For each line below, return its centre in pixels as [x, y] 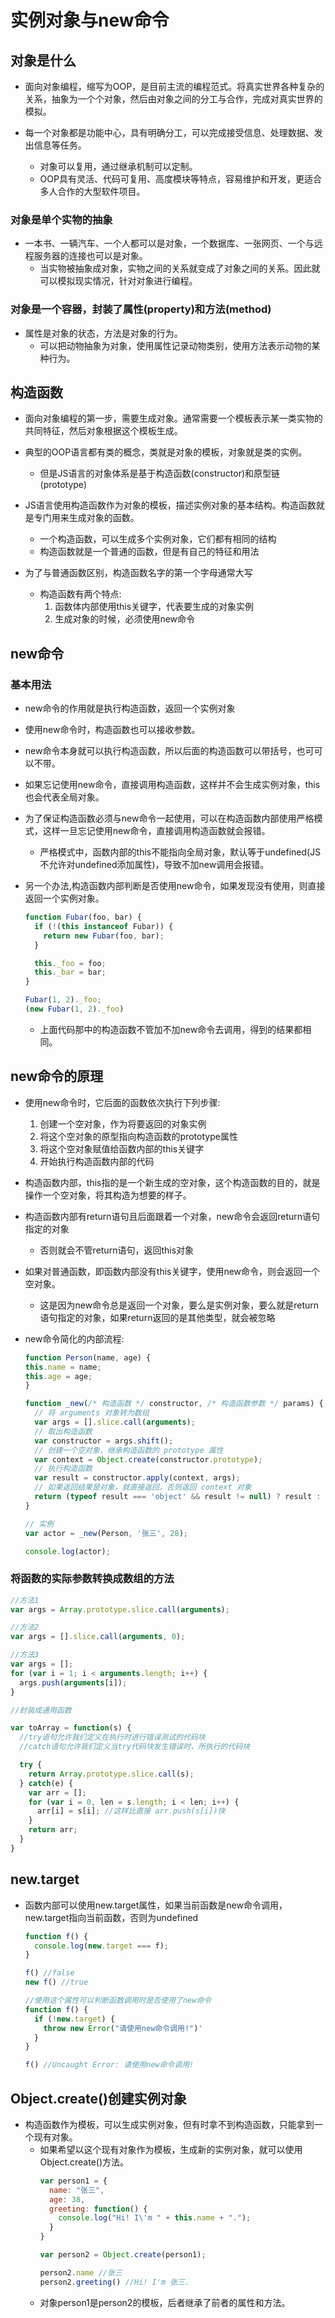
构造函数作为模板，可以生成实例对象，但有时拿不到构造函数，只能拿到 [169, 2124]
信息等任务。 [60, 145]
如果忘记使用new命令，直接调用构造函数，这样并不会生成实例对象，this [172, 785]
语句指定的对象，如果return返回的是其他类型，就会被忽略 [157, 1317]
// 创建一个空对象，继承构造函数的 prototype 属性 [129, 1450]
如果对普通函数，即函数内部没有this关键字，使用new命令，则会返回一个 [172, 1271]
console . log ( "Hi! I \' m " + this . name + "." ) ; [155, 2218]
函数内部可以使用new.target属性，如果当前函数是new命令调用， [156, 1905]
